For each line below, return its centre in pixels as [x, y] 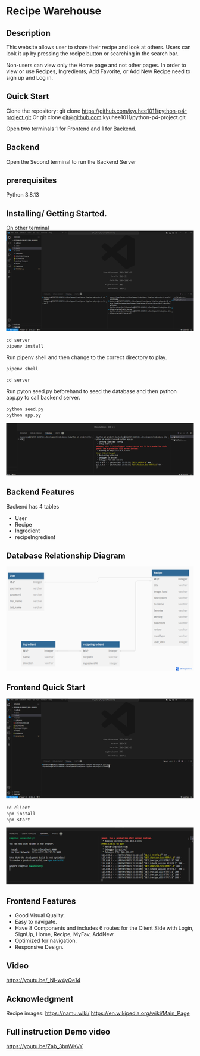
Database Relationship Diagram [66, 555]
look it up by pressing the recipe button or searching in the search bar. [93, 54]
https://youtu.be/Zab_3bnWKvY [45, 1046]
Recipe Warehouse [54, 11]
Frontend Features [41, 901]
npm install [21, 814]
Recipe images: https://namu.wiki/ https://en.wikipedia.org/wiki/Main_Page [98, 1013]
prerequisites [32, 181]
